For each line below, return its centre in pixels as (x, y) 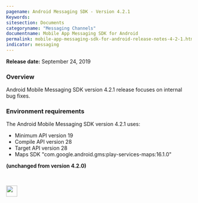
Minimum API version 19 (44, 136)
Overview (20, 76)
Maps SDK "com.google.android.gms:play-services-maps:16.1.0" (93, 154)
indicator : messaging (33, 45)
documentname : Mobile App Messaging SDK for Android (72, 34)
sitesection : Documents (35, 22)
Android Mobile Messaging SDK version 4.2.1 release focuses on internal (94, 90)
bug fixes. (18, 96)
